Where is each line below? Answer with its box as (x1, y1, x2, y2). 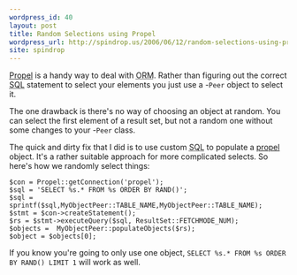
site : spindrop (9, 46, 65, 55)
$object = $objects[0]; (9, 232, 97, 241)
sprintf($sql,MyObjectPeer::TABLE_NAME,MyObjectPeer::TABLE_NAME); (9, 201, 263, 210)
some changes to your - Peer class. (9, 125, 135, 135)
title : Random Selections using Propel (9, 29, 156, 38)
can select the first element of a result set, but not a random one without (9, 116, 273, 126)
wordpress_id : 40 (9, 12, 73, 22)
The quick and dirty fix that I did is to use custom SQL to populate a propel (9, 142, 280, 153)
